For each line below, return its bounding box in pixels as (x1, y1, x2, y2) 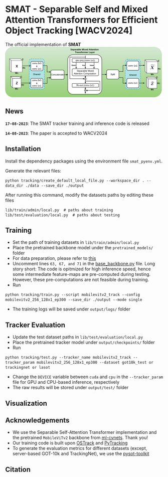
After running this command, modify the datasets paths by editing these (5, 192, 154, 198)
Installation (5, 144, 41, 153)
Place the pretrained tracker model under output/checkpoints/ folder (12, 340, 155, 346)
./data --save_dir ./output (25, 183, 84, 188)
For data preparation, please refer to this (12, 255, 96, 261)
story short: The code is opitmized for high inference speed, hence (12, 266, 151, 272)
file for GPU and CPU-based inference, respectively (12, 379, 119, 385)
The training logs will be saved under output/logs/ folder (12, 306, 130, 312)
